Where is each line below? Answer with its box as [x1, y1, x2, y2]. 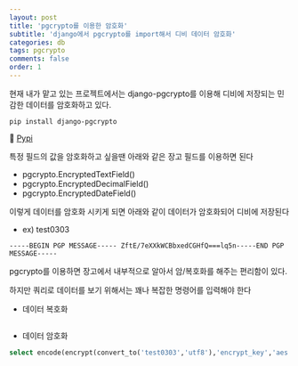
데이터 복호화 [21, 304, 68, 314]
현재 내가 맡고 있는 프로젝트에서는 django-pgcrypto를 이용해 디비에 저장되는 [9, 88, 276, 99]
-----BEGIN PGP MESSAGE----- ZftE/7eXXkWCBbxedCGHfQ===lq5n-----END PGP [9, 241, 285, 250]
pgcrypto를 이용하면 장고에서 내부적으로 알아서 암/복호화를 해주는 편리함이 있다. [9, 265, 287, 276]
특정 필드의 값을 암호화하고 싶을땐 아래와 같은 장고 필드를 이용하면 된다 [9, 150, 254, 161]
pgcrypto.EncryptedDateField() [21, 188, 137, 199]
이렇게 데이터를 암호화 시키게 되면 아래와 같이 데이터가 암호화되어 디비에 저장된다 [9, 206, 290, 216]
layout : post [9, 12, 58, 22]
